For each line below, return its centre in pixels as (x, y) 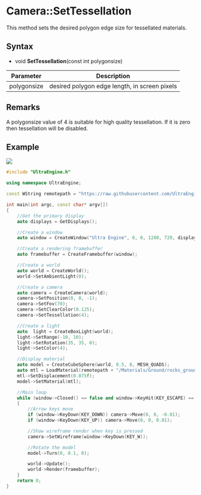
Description (113, 76)
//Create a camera (40, 287)
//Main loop (32, 392)
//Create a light (39, 326)
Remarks (23, 107)
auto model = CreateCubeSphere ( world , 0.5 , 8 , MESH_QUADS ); (93, 365)
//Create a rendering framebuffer (60, 249)
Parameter (26, 76)
